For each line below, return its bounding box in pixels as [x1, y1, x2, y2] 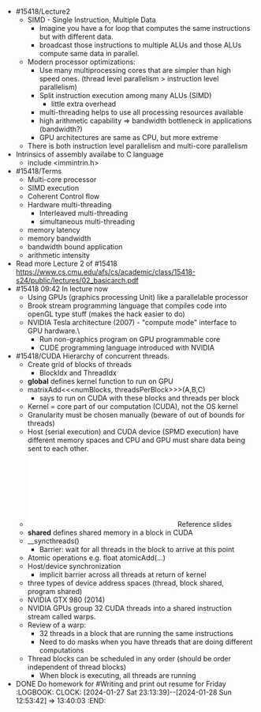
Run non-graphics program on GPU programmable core [39, 335, 221, 343]
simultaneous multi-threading [39, 217, 136, 226]
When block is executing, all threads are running [39, 671, 196, 680]
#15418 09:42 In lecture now [15, 284, 109, 294]
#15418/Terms [15, 166, 62, 176]
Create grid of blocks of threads [27, 360, 132, 369]
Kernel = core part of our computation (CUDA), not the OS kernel [27, 402, 238, 411]
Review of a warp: [27, 620, 87, 630]
